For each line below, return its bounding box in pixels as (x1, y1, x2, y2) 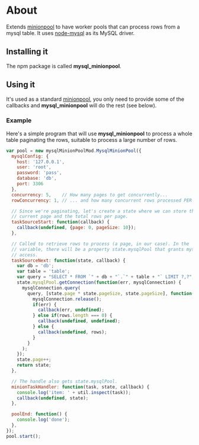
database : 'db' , (17, 176, 57, 182)
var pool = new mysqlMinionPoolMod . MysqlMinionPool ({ (6, 148, 142, 154)
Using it (6, 80, 36, 90)
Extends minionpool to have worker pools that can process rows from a (6, 23, 181, 30)
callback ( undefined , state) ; (17, 395, 89, 401)
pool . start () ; (6, 433, 41, 439)
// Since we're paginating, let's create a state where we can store (11, 208, 187, 214)
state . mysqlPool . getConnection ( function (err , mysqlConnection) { (17, 279, 182, 285)
